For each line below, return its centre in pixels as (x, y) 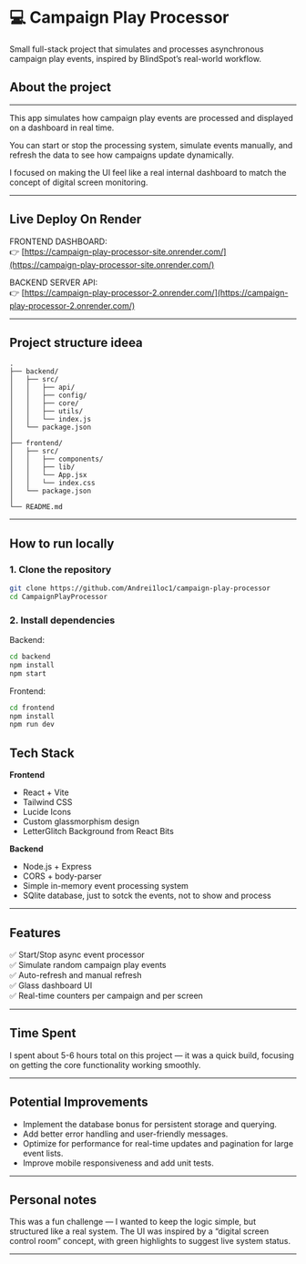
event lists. (43, 1153)
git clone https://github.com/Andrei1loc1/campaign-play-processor (140, 588)
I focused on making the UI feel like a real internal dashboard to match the (148, 172)
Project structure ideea (76, 342)
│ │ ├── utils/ (46, 412)
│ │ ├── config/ (49, 396)
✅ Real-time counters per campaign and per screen (106, 995)
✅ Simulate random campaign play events (88, 964)
